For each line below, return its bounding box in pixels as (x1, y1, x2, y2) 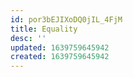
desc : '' (10, 33, 47, 43)
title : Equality (10, 24, 78, 34)
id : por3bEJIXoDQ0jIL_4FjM (10, 14, 123, 25)
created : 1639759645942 (10, 52, 110, 62)
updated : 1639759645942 (10, 42, 110, 53)
